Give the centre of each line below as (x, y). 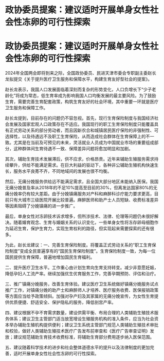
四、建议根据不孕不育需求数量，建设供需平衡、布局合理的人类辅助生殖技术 (80, 313)
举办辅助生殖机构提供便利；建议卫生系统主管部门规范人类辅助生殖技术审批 (84, 325)
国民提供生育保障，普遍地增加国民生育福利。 (50, 257)
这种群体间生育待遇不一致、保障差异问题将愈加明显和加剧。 (73, 149)
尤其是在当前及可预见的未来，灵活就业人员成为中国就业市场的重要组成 (84, 142)
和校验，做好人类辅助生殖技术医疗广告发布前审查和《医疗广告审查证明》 (77, 331)
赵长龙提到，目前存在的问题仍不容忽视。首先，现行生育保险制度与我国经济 (80, 118)
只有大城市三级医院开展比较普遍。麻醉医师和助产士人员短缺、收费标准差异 (84, 200)
